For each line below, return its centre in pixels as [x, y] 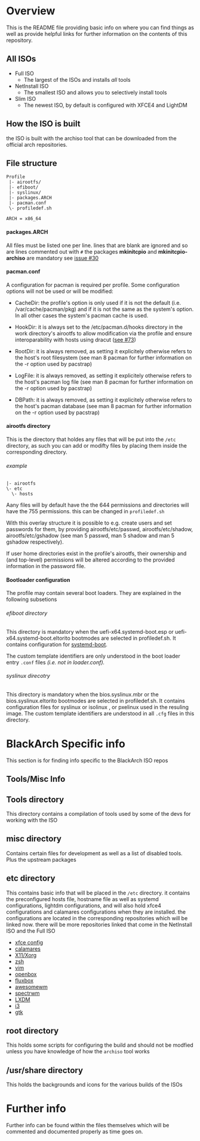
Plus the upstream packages [41, 859]
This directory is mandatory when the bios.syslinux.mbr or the [83, 694]
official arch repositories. [37, 144]
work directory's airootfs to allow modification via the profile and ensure [103, 333]
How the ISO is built [43, 124]
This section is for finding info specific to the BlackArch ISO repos [87, 760]
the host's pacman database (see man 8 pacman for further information [103, 406]
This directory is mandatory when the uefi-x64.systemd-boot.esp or [90, 631]
